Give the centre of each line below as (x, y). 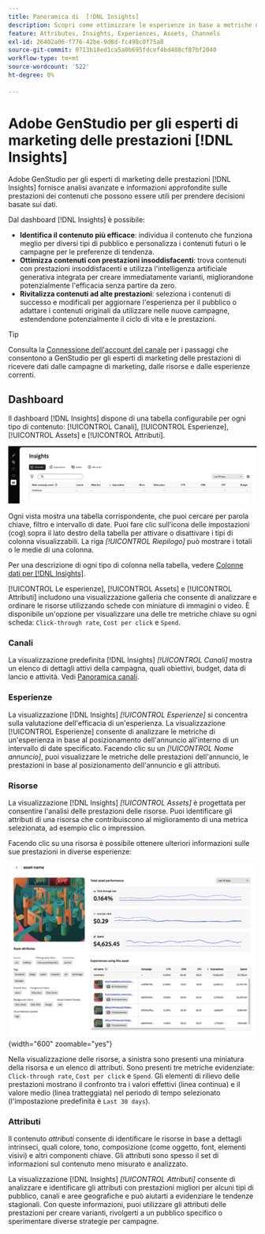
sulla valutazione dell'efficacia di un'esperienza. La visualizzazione (117, 723)
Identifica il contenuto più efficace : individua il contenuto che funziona (136, 235)
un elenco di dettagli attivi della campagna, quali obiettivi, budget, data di (127, 669)
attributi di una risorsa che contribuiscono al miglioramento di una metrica (128, 820)
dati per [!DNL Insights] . (47, 574)
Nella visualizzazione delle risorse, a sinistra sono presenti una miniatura (126, 1059)
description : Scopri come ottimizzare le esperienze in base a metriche (130, 25)
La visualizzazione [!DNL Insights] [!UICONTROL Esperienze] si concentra (128, 715)
